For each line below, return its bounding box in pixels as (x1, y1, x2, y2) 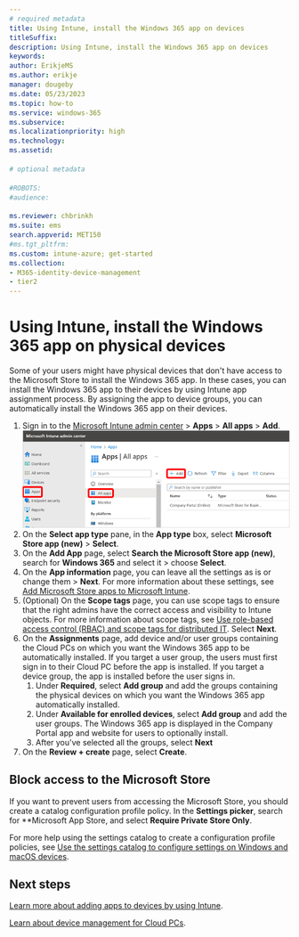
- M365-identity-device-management (9, 268, 141, 277)
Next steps (9, 876, 71, 892)
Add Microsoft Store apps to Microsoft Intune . (21, 585, 190, 596)
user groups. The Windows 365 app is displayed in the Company (35, 718, 273, 729)
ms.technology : (9, 136, 66, 146)
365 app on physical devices (9, 336, 226, 356)
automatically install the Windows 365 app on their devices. (9, 403, 228, 414)
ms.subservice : (9, 118, 66, 126)
